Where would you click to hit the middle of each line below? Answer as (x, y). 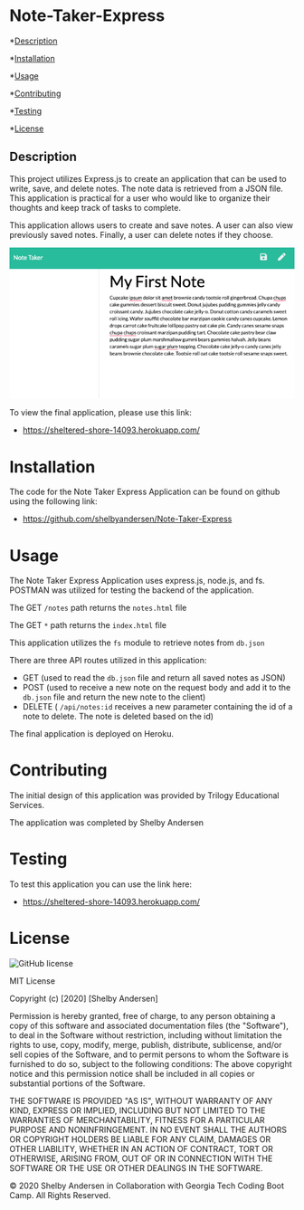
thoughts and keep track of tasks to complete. (95, 207)
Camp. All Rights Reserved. (60, 1196)
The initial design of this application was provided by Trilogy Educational (144, 796)
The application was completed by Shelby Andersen (107, 823)
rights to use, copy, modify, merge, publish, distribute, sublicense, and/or (146, 1045)
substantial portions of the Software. (77, 1083)
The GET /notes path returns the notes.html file (98, 608)
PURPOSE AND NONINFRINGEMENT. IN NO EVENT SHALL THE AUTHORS (148, 1130)
